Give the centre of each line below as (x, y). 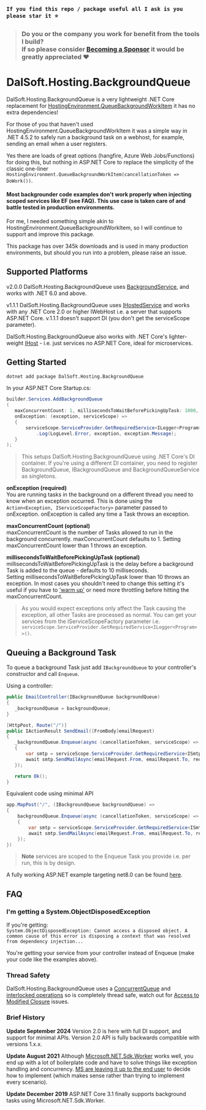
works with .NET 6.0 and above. (47, 293)
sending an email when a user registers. (57, 144)
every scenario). (27, 1082)
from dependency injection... (45, 942)
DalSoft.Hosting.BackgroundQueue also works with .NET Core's (87, 336)
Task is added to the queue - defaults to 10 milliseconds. (78, 570)
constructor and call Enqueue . (43, 674)
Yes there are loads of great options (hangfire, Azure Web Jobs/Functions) (101, 155)
